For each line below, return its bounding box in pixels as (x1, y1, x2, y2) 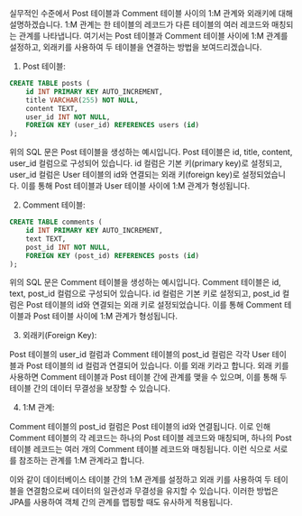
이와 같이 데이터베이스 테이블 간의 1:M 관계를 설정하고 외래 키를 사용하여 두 (9, 475, 272, 485)
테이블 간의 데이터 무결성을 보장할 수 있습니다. (9, 382, 171, 394)
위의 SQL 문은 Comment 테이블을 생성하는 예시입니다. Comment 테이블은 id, (9, 277, 281, 288)
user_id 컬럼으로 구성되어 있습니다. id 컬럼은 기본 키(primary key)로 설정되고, (9, 158, 282, 169)
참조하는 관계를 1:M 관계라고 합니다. (18, 455, 145, 466)
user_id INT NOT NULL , (25, 112, 111, 122)
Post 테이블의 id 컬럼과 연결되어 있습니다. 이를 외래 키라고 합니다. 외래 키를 (25, 360, 289, 372)
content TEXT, (25, 104, 78, 113)
